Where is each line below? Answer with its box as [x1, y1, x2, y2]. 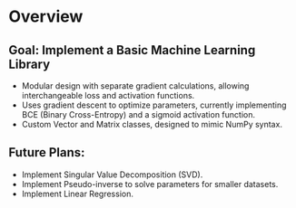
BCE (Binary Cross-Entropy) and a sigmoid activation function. [21, 109, 256, 119]
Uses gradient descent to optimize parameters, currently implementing [21, 99, 287, 110]
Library [8, 56, 51, 71]
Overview [8, 6, 84, 27]
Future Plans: [8, 145, 85, 160]
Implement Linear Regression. [21, 188, 133, 199]
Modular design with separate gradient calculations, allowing [21, 80, 250, 91]
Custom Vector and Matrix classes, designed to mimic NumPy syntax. [21, 119, 283, 129]
